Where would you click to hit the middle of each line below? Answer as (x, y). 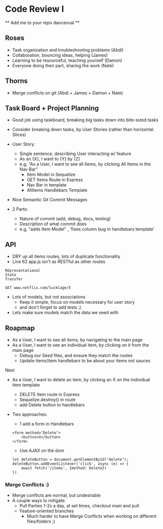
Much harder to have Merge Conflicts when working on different (92, 516)
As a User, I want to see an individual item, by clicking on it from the (81, 345)
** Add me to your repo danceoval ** (42, 23)
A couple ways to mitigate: (39, 501)
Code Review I (35, 9)
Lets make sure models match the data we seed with (65, 313)
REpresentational (23, 271)
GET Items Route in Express (55, 180)
